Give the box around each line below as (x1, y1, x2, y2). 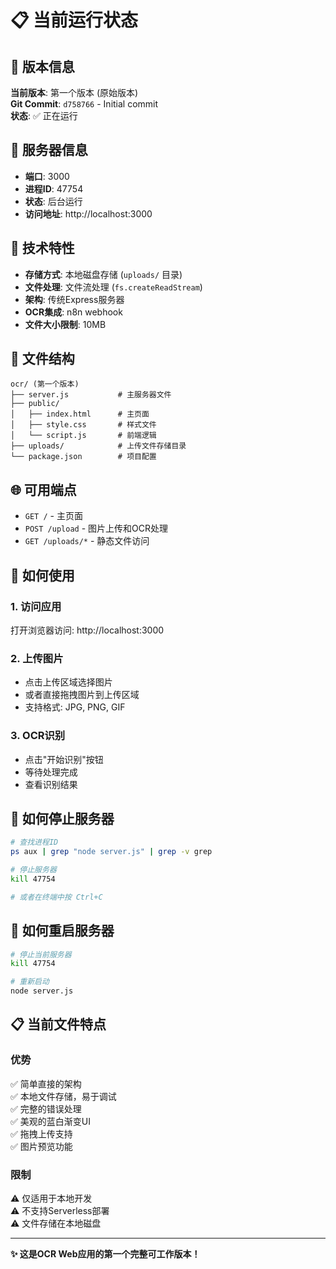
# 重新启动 (10, 977, 50, 987)
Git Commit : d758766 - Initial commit (10, 98, 159, 110)
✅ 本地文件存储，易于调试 (10, 1090, 117, 1102)
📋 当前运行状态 (10, 9, 139, 32)
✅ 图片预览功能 (10, 1140, 73, 1152)
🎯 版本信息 (10, 58, 75, 75)
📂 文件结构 (10, 351, 75, 368)
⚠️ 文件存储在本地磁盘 (10, 1217, 102, 1230)
